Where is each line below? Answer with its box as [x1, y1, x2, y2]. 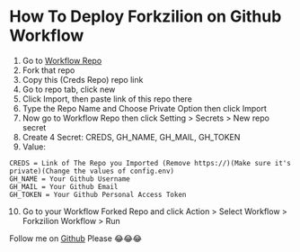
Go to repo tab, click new [22, 84, 116, 94]
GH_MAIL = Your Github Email [9, 182, 119, 191]
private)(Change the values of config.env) [9, 166, 175, 175]
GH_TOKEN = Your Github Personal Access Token [9, 190, 187, 199]
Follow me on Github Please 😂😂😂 [9, 232, 142, 244]
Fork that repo [22, 65, 75, 76]
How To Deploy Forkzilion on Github [9, 6, 282, 27]
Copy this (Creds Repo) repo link [22, 74, 144, 85]
